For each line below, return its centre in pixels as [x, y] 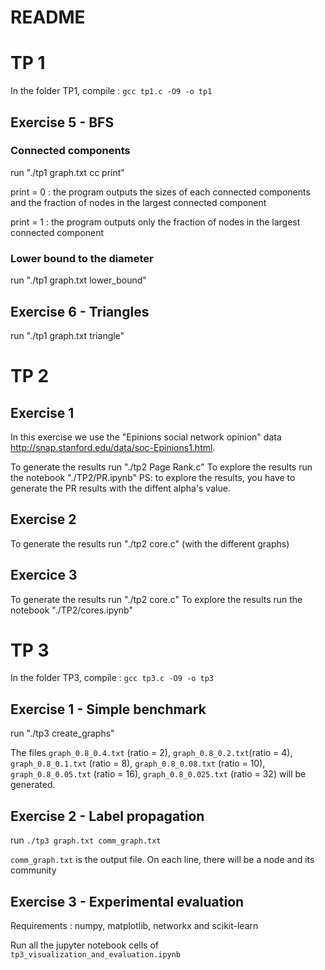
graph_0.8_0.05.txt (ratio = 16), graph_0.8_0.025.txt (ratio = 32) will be [158, 774]
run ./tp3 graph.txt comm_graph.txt [86, 840]
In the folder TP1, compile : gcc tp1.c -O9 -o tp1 [111, 91]
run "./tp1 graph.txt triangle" [67, 335]
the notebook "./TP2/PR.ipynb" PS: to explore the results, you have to [153, 477]
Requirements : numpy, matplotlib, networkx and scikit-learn [134, 925]
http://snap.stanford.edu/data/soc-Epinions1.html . [113, 447]
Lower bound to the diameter [82, 258]
